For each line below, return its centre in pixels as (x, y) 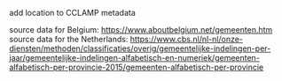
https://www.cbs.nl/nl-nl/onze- (187, 39)
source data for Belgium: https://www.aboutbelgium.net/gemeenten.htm (141, 29)
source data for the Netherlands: (69, 39)
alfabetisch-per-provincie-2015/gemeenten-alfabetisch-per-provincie (137, 67)
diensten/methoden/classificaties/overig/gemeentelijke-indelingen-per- (140, 48)
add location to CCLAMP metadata (72, 13)
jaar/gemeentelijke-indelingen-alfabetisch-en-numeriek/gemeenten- (134, 58)
